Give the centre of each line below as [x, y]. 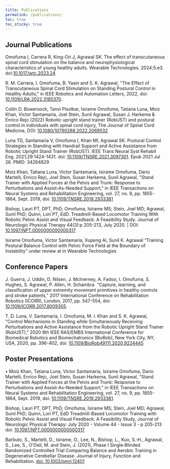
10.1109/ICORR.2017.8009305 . [36, 306]
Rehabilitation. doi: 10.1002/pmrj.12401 [45, 461]
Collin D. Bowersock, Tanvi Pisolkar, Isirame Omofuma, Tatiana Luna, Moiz [83, 109]
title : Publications [27, 10]
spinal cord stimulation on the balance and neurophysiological [70, 62]
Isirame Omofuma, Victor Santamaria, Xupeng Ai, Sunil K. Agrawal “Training [84, 240]
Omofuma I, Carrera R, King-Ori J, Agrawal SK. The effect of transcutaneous [85, 57]
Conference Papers [37, 267]
